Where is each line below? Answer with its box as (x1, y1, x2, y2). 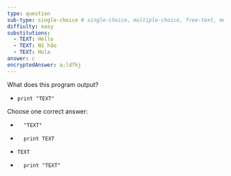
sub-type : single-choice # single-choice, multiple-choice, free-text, (7, 17, 217, 23)
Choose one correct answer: (7, 107, 88, 115)
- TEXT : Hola (13, 49, 51, 56)
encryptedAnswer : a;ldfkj (7, 61, 81, 68)
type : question (7, 10, 51, 17)
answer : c (7, 55, 36, 62)
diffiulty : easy (7, 23, 54, 30)
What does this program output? (7, 80, 99, 88)
